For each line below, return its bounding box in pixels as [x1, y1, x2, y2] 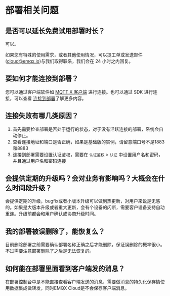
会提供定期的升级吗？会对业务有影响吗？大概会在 [5, 174, 158, 183]
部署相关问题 [5, 5, 59, 16]
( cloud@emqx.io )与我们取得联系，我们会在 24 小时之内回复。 [5, 58, 134, 64]
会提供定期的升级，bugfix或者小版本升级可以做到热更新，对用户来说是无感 [5, 198, 160, 204]
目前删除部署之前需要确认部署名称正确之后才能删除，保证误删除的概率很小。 [5, 242, 165, 248]
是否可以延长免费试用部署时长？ [5, 26, 105, 35]
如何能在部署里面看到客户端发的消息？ [5, 264, 125, 273]
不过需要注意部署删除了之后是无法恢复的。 [5, 248, 94, 254]
